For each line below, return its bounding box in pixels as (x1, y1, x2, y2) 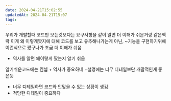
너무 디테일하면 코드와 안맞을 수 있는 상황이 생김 (12, 84, 108, 90)
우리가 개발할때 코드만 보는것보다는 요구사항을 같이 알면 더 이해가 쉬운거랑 (5, 32, 153, 38)
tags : (5, 17, 17, 22)
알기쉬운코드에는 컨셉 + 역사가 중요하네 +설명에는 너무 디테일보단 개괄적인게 (5, 66, 157, 72)
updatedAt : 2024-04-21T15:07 (5, 12, 67, 17)
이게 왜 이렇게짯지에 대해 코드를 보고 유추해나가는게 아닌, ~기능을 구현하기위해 (10, 38, 166, 44)
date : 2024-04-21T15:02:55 (5, 7, 63, 13)
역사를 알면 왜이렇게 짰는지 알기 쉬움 (12, 55, 85, 62)
